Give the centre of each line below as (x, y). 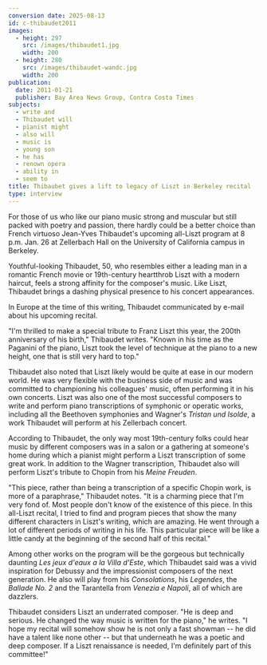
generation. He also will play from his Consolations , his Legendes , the (123, 579)
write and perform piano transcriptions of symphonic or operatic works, (126, 406)
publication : (30, 82)
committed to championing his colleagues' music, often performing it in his (131, 389)
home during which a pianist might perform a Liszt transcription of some (127, 455)
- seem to (31, 179)
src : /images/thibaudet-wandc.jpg (80, 68)
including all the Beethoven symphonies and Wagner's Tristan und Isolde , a (132, 414)
